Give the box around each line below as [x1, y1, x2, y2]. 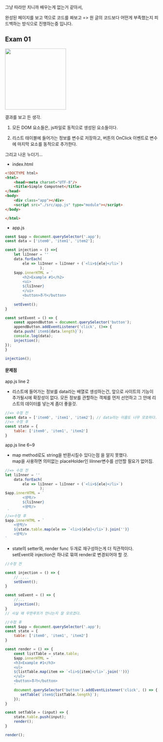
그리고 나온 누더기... [5, 151, 43, 157]
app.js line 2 [5, 378, 30, 384]
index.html [12, 161, 34, 167]
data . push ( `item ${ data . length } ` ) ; [14, 329, 84, 334]
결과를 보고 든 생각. [5, 114, 41, 120]
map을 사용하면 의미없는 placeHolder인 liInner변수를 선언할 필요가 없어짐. [12, 458, 154, 464]
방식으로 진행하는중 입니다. [21, 21, 73, 26]
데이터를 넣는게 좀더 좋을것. [25, 400, 77, 407]
